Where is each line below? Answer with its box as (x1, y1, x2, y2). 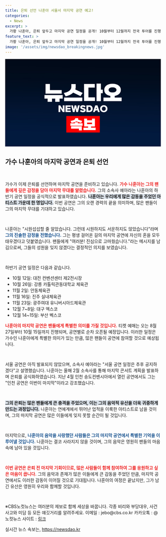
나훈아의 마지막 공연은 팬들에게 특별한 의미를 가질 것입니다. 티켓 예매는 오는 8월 (5, 323, 157, 329)
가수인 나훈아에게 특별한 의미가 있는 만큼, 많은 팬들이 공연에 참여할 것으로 (5, 335, 146, 341)
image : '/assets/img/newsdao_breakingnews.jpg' (5, 45, 105, 49)
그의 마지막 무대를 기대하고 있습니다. (5, 206, 75, 212)
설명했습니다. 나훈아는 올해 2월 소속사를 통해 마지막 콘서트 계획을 (20, 367, 146, 373)
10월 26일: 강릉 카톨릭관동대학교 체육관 (12, 281, 88, 287)
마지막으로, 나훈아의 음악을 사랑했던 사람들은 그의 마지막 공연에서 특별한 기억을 (5, 433, 156, 439)
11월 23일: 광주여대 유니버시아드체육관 (12, 300, 86, 306)
